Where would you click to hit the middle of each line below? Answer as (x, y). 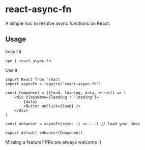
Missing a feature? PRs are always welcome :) (53, 142)
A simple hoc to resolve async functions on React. (58, 23)
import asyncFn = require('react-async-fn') (53, 84)
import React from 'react (33, 80)
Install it (13, 51)
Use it (11, 70)
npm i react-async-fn (28, 61)
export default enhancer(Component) (44, 133)
